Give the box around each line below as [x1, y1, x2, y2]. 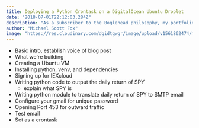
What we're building [14, 53, 64, 60]
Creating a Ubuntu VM [14, 60, 70, 67]
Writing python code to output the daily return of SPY [14, 78, 145, 86]
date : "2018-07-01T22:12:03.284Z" [6, 14, 92, 20]
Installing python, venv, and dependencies [14, 66, 118, 73]
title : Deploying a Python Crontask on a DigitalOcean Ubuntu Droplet [6, 8, 184, 15]
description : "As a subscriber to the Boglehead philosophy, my [6, 20, 168, 25]
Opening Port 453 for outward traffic [14, 104, 105, 111]
